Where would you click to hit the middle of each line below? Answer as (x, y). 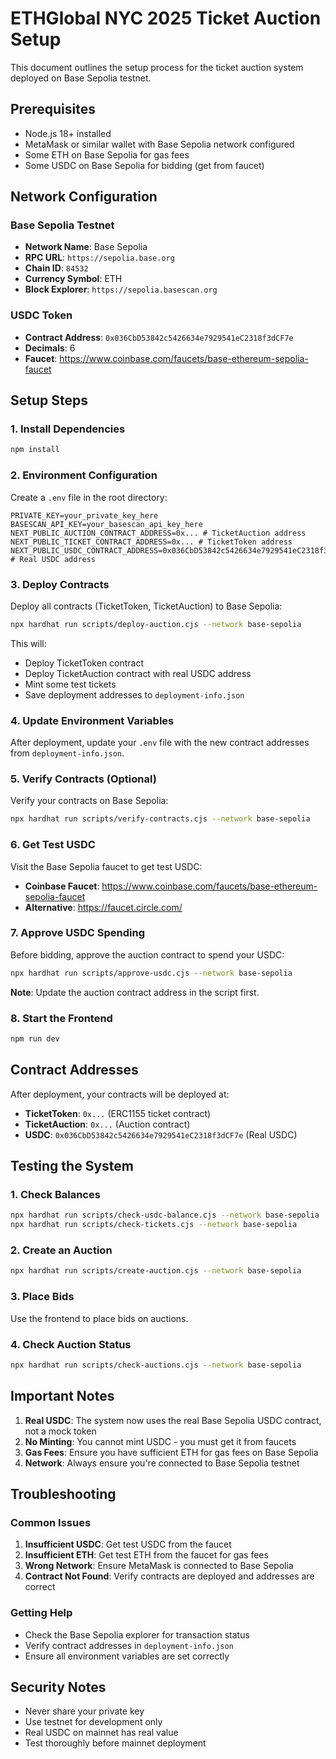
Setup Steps (49, 400)
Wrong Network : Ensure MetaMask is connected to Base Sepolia (159, 1566)
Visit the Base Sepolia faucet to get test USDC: (106, 866)
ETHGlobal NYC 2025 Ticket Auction (166, 18)
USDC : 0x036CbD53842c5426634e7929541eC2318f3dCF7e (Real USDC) (161, 1134)
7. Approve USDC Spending (77, 933)
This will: (28, 643)
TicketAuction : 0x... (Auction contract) (107, 1124)
